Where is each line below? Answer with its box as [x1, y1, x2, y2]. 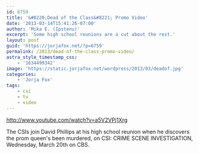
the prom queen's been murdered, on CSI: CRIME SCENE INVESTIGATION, [6, 135, 194, 142]
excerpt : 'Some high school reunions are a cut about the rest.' [6, 32, 175, 38]
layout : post [6, 37, 40, 43]
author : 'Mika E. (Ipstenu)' [6, 26, 80, 32]
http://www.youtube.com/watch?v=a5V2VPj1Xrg [6, 116, 128, 124]
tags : [6, 83, 20, 89]
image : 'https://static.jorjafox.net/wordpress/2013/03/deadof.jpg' [6, 65, 184, 72]
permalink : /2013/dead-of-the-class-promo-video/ [6, 49, 135, 55]
